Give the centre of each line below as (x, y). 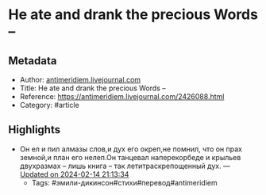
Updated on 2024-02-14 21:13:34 (74, 174)
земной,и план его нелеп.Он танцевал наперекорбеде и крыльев (130, 157)
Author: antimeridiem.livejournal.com (80, 80)
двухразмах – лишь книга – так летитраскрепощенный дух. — (125, 166)
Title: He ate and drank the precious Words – (93, 88)
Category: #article (49, 105)
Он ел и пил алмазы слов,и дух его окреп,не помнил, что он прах (131, 149)
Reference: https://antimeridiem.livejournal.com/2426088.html (122, 96)
